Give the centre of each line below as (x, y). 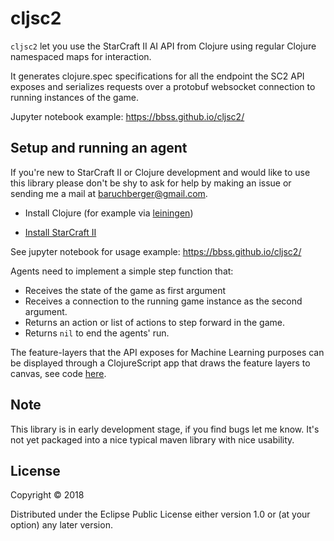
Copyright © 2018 (47, 495)
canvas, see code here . (58, 373)
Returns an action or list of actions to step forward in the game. (155, 322)
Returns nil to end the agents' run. (97, 333)
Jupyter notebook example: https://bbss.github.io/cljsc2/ (127, 116)
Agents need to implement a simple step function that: (122, 271)
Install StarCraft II (60, 232)
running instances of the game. (74, 97)
